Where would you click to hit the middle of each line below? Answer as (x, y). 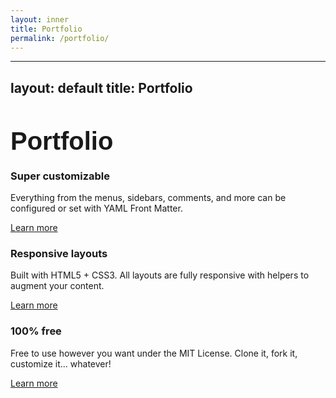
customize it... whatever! (61, 363)
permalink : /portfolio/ (60, 38)
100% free (36, 331)
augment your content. (57, 286)
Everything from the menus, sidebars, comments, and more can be (148, 198)
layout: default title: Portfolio (101, 87)
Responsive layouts (59, 253)
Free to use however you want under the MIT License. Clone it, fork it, (154, 353)
